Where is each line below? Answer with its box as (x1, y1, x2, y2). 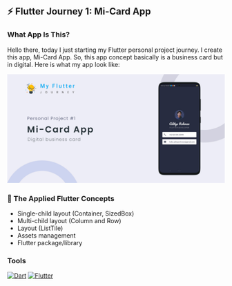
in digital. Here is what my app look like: (7, 60, 120, 68)
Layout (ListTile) (17, 224, 64, 232)
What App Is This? (7, 30, 70, 39)
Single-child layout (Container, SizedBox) (17, 209, 135, 218)
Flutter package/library (17, 238, 83, 247)
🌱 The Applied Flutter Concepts (7, 193, 115, 203)
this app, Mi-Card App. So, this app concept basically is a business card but (7, 53, 223, 61)
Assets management (17, 231, 76, 240)
